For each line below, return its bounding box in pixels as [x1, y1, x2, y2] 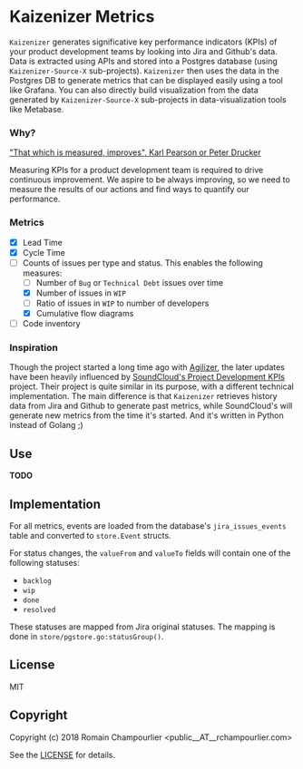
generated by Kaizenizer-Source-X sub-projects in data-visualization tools [9, 93, 288, 105]
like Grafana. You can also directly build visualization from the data [9, 84, 259, 95]
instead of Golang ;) [9, 420, 83, 431]
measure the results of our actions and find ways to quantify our [9, 184, 249, 195]
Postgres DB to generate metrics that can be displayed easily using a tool [9, 74, 284, 85]
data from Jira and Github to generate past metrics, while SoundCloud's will [9, 401, 293, 412]
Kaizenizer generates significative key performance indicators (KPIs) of [9, 36, 278, 47]
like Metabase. [9, 103, 64, 114]
